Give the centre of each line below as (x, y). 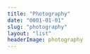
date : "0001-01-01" (36, 20)
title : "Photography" (39, 14)
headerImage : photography (45, 40)
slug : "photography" (38, 27)
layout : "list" (30, 33)
